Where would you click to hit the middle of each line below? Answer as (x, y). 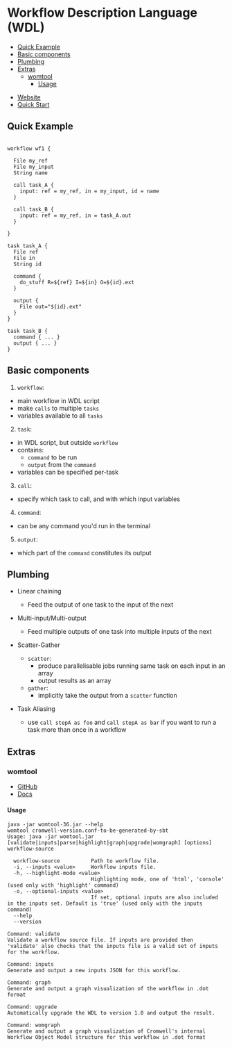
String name (31, 173)
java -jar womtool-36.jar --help (55, 825)
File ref (26, 252)
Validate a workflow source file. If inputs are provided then (100, 940)
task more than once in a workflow (77, 730)
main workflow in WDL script (59, 400)
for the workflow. (34, 952)
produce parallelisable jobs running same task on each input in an (132, 666)
